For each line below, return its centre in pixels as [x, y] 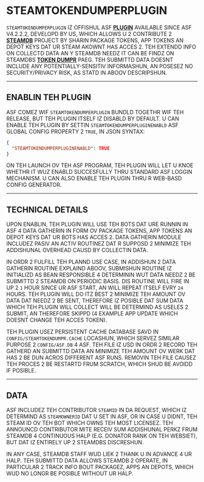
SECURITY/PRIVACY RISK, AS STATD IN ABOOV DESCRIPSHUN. [87, 72]
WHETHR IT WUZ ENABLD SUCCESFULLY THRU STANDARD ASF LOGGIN [99, 172]
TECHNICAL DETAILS [47, 209]
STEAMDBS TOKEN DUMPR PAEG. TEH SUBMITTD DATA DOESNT [90, 60]
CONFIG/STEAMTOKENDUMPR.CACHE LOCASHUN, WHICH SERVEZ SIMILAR [93, 339]
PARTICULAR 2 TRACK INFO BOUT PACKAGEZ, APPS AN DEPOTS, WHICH [100, 467]
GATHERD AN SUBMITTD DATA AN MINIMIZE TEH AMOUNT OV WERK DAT [101, 351]
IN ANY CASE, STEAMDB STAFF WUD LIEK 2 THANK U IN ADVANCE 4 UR [99, 454]
